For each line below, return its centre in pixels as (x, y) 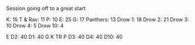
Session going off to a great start (46, 8)
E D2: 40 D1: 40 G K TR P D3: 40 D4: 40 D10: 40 (64, 37)
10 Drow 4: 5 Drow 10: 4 (35, 26)
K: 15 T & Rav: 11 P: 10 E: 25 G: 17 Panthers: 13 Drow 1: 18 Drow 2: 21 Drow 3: (97, 19)
